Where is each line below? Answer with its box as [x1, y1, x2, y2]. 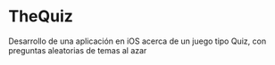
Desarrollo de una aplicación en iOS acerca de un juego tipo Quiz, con [8, 36, 267, 46]
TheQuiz [8, 6, 73, 27]
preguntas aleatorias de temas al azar [8, 45, 147, 55]
